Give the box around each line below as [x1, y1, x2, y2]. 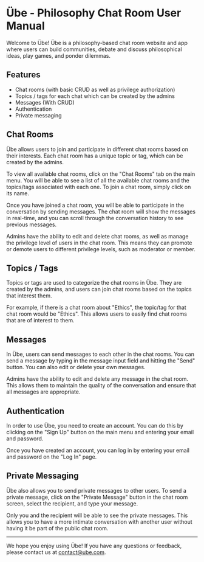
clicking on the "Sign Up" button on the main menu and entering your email [6, 429, 194, 435]
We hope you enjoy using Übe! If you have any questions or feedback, [6, 542, 182, 549]
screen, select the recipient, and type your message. [6, 499, 138, 507]
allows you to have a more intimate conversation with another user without [6, 518, 192, 526]
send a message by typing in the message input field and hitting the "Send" [6, 357, 195, 364]
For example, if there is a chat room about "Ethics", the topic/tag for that [6, 304, 186, 311]
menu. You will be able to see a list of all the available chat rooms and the [6, 176, 189, 184]
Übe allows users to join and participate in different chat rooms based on [6, 145, 188, 153]
